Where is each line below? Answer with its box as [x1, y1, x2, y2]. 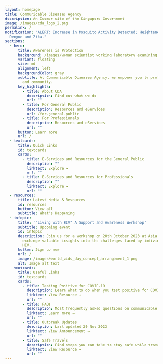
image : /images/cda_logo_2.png [5, 20, 68, 26]
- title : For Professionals [22, 115, 79, 121]
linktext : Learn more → [26, 310, 75, 316]
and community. [22, 79, 53, 84]
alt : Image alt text [17, 261, 60, 266]
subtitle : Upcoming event [17, 225, 70, 230]
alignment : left [17, 66, 51, 71]
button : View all [17, 207, 53, 211]
